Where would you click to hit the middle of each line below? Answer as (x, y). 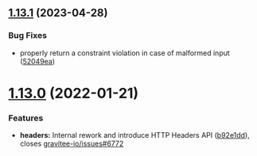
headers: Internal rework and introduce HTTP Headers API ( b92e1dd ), (135, 135)
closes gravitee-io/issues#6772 (72, 144)
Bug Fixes (28, 36)
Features (26, 118)
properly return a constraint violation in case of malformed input (125, 53)
